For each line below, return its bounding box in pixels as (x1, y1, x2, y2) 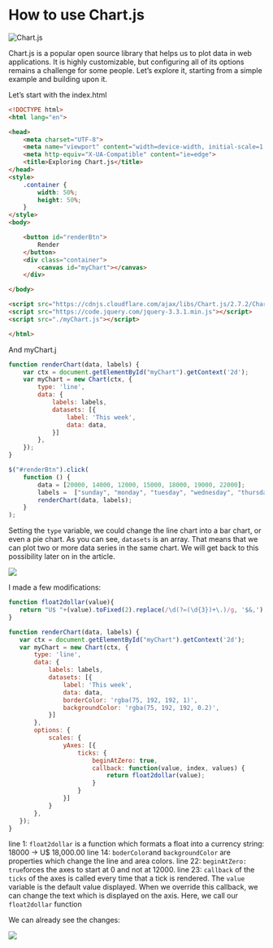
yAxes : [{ (63, 741, 96, 749)
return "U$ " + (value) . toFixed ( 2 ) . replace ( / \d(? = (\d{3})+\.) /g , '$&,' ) (19, 606, 264, 614)
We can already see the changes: (8, 916, 120, 925)
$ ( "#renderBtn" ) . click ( (8, 465, 89, 474)
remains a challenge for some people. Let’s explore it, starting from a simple (8, 65, 262, 75)
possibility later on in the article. (8, 552, 115, 561)
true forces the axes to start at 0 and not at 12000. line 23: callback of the (8, 865, 255, 875)
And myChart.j (8, 344, 57, 354)
